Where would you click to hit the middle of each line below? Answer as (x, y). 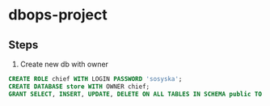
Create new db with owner (64, 64)
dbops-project (58, 15)
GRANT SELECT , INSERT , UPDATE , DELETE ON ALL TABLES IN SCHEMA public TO (135, 94)
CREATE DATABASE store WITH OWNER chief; (79, 87)
